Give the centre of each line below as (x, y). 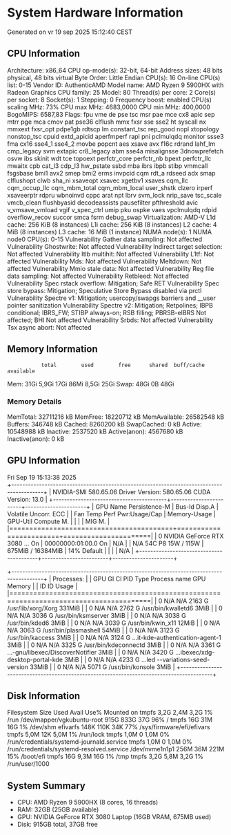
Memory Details (34, 402)
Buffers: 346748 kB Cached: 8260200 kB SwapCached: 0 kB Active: (104, 424)
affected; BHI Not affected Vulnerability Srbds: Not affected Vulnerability (110, 320)
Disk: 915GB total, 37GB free (57, 825)
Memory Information (52, 349)
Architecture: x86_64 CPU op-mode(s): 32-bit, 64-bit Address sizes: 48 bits (115, 70)
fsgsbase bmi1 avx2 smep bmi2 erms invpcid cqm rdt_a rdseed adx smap (111, 173)
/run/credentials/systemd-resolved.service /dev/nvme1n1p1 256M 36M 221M (116, 749)
